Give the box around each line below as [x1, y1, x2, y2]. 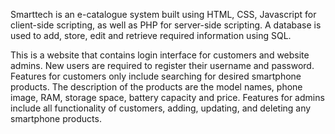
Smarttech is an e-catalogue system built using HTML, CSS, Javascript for [10, 9, 317, 20]
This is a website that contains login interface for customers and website [10, 49, 310, 61]
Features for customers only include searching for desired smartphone [10, 70, 302, 82]
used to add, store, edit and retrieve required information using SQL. [10, 30, 292, 41]
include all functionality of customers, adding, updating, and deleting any [10, 102, 312, 114]
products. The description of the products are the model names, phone [10, 81, 303, 93]
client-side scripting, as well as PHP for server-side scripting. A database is [10, 19, 322, 31]
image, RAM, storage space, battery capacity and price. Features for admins [10, 92, 325, 103]
